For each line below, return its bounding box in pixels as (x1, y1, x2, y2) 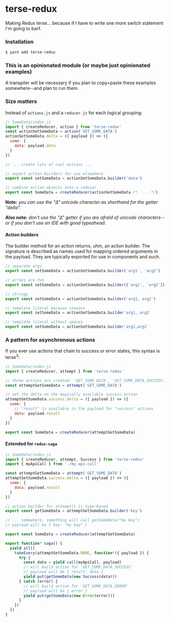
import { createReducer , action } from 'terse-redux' (5, 124, 122, 129)
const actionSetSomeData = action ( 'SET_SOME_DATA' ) (5, 129, 117, 134)
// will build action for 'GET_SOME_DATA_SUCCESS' (23, 565, 133, 570)
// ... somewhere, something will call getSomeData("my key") (5, 518, 140, 523)
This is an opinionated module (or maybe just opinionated (5, 62, 151, 69)
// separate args (5, 264, 42, 269)
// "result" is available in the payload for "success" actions (14, 406, 154, 412)
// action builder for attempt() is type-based (5, 504, 108, 509)
